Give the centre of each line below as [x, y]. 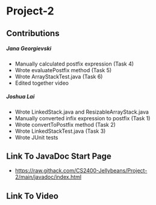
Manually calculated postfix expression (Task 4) [74, 64]
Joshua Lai [20, 97]
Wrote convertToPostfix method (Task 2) [65, 124]
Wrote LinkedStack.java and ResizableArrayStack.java [82, 112]
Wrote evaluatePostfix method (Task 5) [63, 70]
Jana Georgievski [29, 49]
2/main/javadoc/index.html [48, 177]
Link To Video [33, 196]
